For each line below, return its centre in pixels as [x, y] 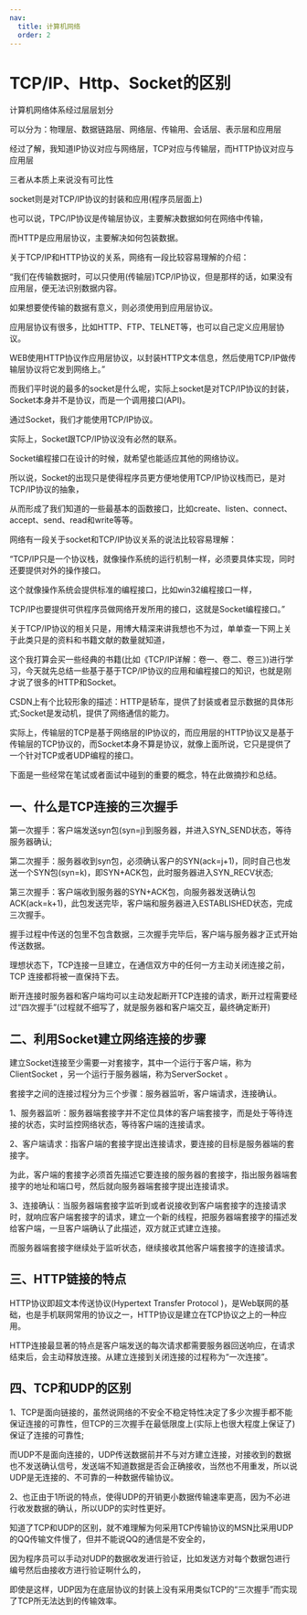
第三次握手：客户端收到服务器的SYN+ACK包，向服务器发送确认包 [132, 892]
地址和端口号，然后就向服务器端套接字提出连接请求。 [133, 1185]
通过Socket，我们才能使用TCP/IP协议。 [84, 420]
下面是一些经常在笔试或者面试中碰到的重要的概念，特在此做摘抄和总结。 [145, 775]
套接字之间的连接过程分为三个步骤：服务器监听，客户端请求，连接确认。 [145, 1093]
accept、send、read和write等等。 [74, 520]
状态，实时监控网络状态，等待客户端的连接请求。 [117, 1124]
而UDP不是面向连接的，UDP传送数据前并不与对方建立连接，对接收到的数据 [150, 1454]
